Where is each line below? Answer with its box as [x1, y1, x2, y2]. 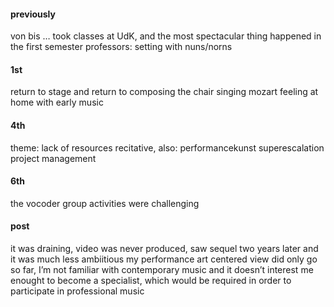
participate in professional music [10, 285, 145, 297]
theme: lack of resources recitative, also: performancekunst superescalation [10, 141, 325, 154]
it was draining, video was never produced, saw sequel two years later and [10, 243, 319, 255]
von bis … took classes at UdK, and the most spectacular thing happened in [10, 30, 322, 42]
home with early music [10, 96, 104, 109]
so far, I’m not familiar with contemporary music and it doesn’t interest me [10, 264, 314, 276]
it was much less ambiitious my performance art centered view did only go [10, 253, 318, 265]
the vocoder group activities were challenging [10, 197, 200, 209]
